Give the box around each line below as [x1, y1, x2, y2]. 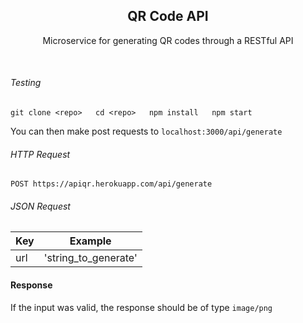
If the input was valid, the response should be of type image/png [10, 301, 273, 313]
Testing [10, 77, 42, 89]
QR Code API [127, 8, 209, 25]
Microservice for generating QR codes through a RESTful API [42, 34, 294, 46]
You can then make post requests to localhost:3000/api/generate [10, 125, 283, 138]
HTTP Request [10, 148, 71, 160]
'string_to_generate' [43, 251, 138, 265]
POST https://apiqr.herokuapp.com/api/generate [10, 179, 213, 189]
